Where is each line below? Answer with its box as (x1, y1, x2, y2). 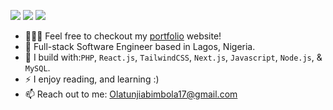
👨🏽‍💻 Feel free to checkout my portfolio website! (24, 30, 222, 42)
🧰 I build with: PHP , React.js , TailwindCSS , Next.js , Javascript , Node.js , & (24, 51, 323, 63)
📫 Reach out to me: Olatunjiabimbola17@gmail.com (24, 88, 238, 100)
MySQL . (24, 62, 51, 74)
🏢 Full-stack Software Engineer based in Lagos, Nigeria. (24, 41, 256, 52)
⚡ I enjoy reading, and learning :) (24, 73, 160, 85)
